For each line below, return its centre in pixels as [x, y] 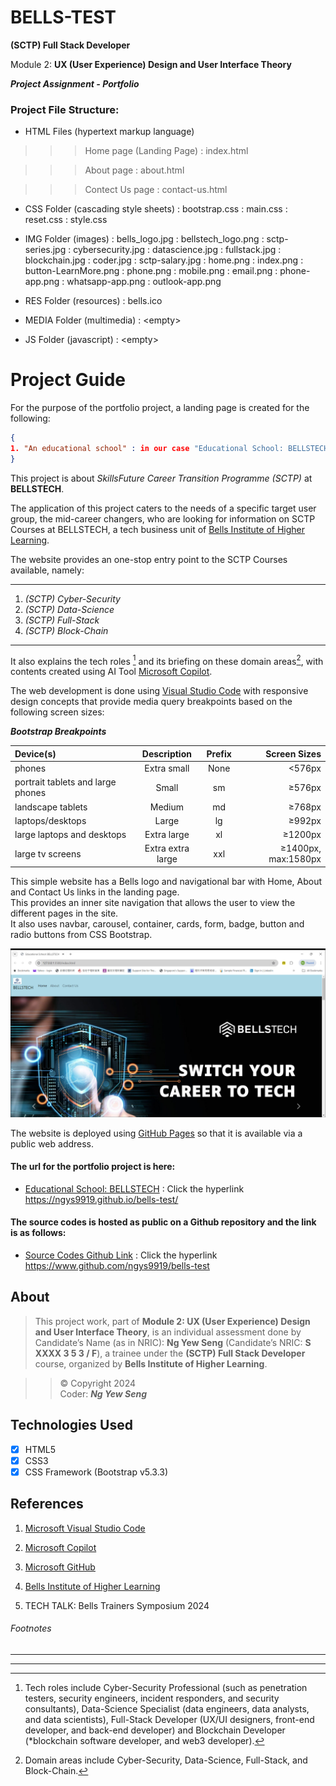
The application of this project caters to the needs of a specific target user [163, 508]
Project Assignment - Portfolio [75, 83]
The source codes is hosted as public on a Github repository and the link [163, 1222]
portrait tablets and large [65, 782]
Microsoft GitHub [60, 1567]
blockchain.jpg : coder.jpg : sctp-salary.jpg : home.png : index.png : [164, 260]
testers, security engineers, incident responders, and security [152, 1698]
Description [166, 753]
